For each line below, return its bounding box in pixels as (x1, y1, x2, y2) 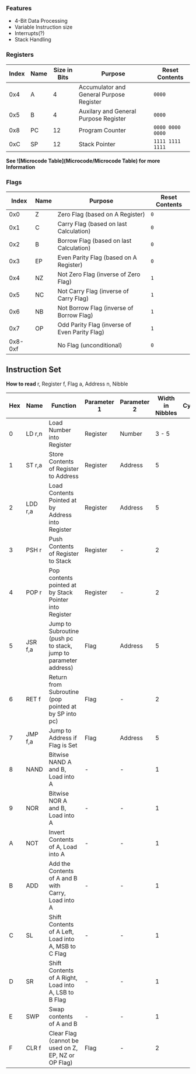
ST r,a (26, 461, 43, 469)
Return (48, 673, 67, 681)
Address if (48, 734, 77, 742)
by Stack (48, 588, 73, 596)
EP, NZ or (48, 1051, 75, 1059)
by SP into (48, 710, 77, 718)
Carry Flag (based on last (57, 219, 127, 228)
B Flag (48, 996, 66, 1004)
